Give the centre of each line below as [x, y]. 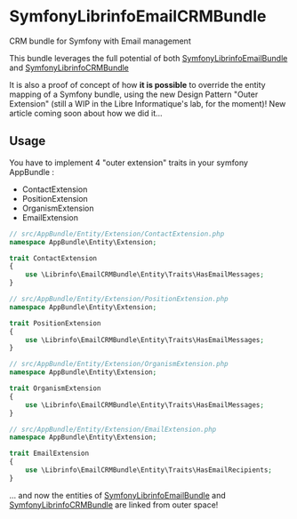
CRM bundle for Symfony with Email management [100, 41]
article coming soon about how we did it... [86, 113]
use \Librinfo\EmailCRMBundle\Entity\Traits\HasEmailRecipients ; [149, 470]
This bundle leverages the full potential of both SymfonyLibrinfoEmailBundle [148, 58]
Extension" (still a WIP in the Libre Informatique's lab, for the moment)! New [148, 103]
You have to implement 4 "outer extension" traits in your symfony [129, 163]
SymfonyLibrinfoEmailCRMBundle [138, 16]
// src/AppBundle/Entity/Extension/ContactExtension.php [117, 234]
